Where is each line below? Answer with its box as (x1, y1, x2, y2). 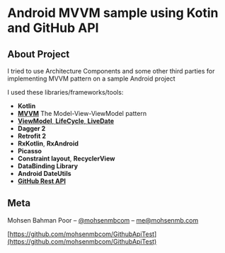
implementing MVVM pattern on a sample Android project (7, 74, 175, 83)
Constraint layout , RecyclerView (17, 154, 115, 163)
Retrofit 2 (17, 132, 46, 140)
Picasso (17, 147, 42, 155)
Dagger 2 (17, 124, 46, 132)
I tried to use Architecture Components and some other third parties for (7, 67, 215, 75)
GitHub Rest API (17, 177, 66, 185)
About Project (7, 48, 70, 60)
